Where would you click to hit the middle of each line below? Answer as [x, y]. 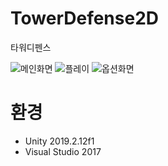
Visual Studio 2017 [63, 151]
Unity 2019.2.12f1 [59, 141]
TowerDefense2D [85, 18]
